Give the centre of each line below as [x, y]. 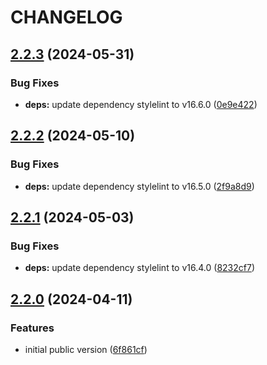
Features [32, 328]
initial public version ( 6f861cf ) [86, 349]
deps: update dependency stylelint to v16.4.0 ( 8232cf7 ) [139, 268]
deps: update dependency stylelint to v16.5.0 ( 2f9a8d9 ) [139, 186]
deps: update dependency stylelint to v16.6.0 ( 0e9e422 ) [141, 104]
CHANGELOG [66, 17]
